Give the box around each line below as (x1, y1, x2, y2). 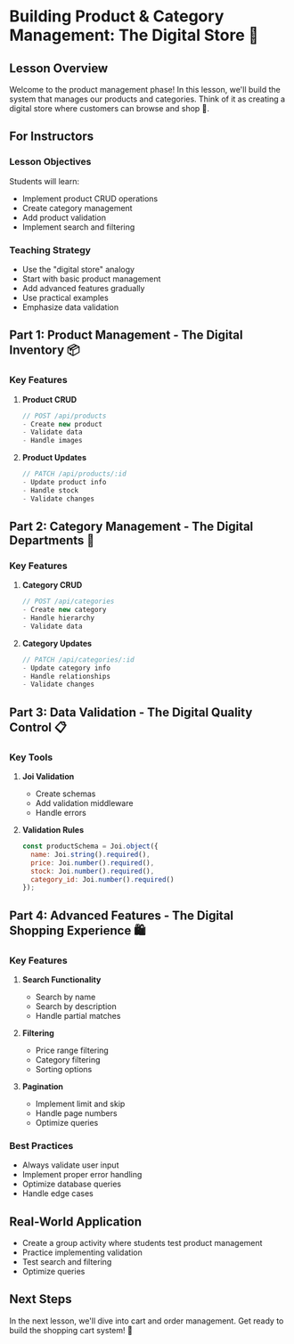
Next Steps (9, 1291, 72, 1307)
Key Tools (9, 751, 53, 763)
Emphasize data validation (21, 301, 118, 313)
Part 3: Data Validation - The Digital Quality (9, 705, 253, 720)
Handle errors (35, 808, 86, 819)
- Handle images (21, 436, 83, 445)
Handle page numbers (35, 1107, 118, 1119)
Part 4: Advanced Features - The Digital (9, 908, 234, 923)
